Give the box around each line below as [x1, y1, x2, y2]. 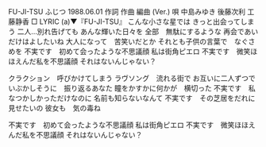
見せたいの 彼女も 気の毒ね [8, 103, 101, 113]
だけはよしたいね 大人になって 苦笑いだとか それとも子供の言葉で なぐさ [8, 37, 256, 46]
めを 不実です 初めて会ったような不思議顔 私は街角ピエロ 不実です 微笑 [8, 47, 251, 56]
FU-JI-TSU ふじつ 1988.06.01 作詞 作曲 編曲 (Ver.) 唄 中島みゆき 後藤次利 [8, 7, 246, 16]
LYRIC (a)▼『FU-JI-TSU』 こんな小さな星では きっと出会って [39, 17, 241, 26]
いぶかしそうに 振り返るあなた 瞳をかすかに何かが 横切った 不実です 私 [8, 83, 256, 93]
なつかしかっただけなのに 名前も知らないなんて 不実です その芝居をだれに [8, 94, 256, 103]
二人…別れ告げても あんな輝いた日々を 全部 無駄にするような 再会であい [17, 27, 259, 36]
